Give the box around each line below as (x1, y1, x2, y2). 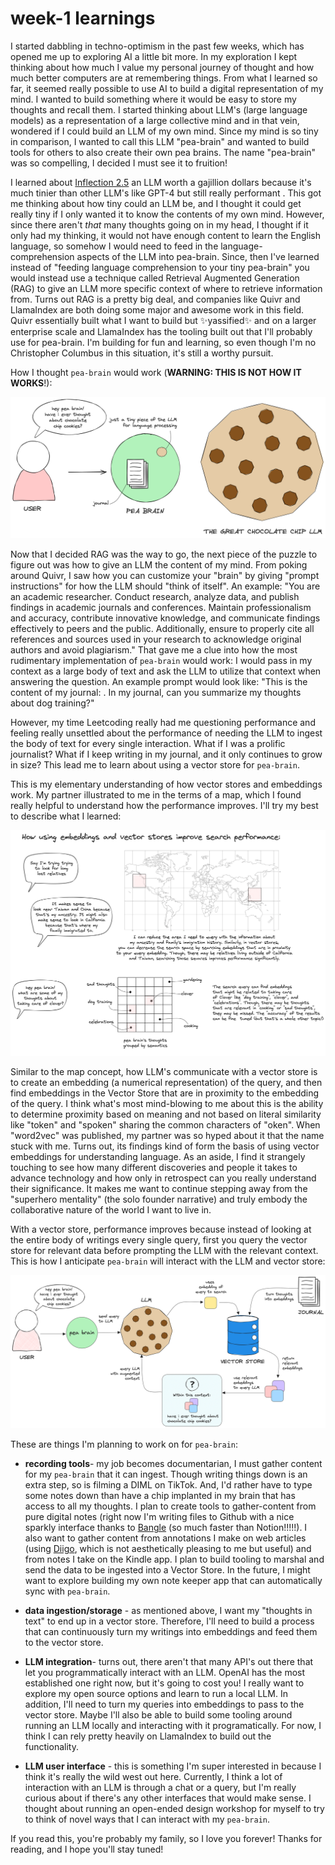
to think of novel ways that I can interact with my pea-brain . (24, 1813, 271, 1826)
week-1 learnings (10, 7, 156, 30)
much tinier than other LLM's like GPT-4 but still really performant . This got (10, 187, 322, 199)
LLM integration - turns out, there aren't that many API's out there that (24, 1656, 314, 1668)
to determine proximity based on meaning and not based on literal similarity (10, 1108, 322, 1121)
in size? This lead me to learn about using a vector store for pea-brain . (10, 759, 300, 771)
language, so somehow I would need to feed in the (10, 240, 219, 252)
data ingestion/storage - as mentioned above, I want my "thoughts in (24, 1605, 313, 1617)
